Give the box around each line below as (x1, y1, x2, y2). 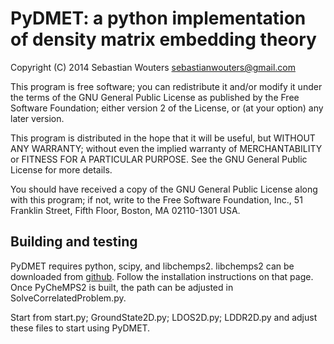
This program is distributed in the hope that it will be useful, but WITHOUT (10, 132, 316, 144)
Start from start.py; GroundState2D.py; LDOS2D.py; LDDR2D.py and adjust (10, 311, 318, 323)
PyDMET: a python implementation (10, 7, 307, 30)
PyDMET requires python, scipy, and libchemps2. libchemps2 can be (10, 260, 295, 272)
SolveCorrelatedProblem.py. (10, 292, 127, 304)
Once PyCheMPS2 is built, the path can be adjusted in (10, 281, 234, 293)
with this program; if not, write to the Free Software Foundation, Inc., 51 (10, 193, 303, 206)
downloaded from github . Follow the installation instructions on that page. (10, 270, 314, 282)
